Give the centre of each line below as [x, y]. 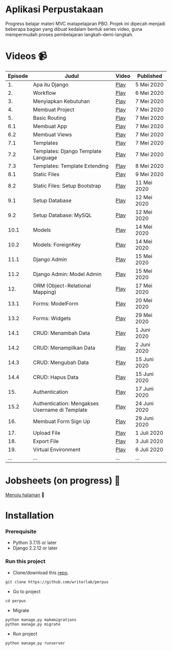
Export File [46, 441]
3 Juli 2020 [149, 441]
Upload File [47, 433]
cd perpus [16, 601]
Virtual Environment [57, 449]
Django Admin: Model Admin [67, 274]
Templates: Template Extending [71, 166]
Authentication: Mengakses [66, 403]
